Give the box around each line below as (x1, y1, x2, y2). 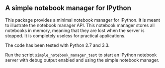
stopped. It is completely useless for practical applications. (5, 33, 126, 38)
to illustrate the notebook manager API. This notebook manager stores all (5, 22, 155, 28)
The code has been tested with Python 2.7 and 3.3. (5, 42, 110, 48)
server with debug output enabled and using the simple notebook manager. (5, 57, 160, 63)
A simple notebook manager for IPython (5, 4, 132, 12)
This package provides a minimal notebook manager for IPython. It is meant (5, 17, 161, 23)
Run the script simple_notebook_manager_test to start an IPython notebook (5, 52, 157, 58)
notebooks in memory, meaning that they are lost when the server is (5, 27, 145, 34)
